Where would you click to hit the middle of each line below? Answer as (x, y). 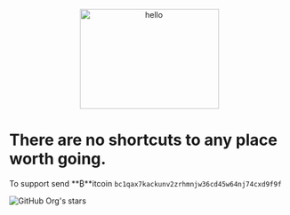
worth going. (58, 159)
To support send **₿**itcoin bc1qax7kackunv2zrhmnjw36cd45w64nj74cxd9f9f (145, 183)
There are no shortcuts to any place (143, 140)
